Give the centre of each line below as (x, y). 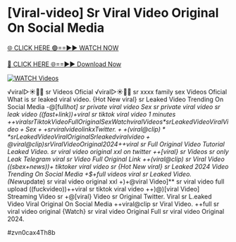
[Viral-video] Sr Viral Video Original (113, 13)
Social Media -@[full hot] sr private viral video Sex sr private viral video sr (114, 106)
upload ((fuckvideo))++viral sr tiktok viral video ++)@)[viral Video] (104, 189)
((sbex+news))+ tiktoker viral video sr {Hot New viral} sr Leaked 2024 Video (118, 166)
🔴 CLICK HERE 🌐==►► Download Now (64, 64)
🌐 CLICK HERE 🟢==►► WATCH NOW (63, 48)
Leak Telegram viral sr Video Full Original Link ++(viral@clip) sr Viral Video (116, 159)
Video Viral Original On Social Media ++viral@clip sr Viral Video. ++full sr (113, 204)
